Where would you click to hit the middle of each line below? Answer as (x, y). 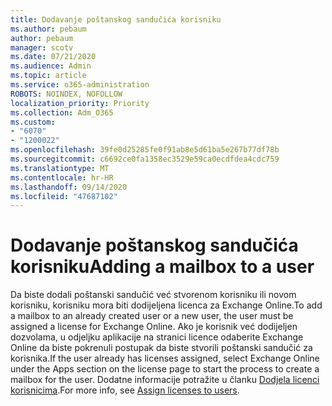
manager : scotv (42, 47)
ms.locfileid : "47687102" (64, 196)
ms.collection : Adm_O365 (62, 112)
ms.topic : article (48, 76)
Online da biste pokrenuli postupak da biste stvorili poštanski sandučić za (161, 348)
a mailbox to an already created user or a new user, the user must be (152, 316)
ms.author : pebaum (48, 29)
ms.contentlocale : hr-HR (62, 177)
